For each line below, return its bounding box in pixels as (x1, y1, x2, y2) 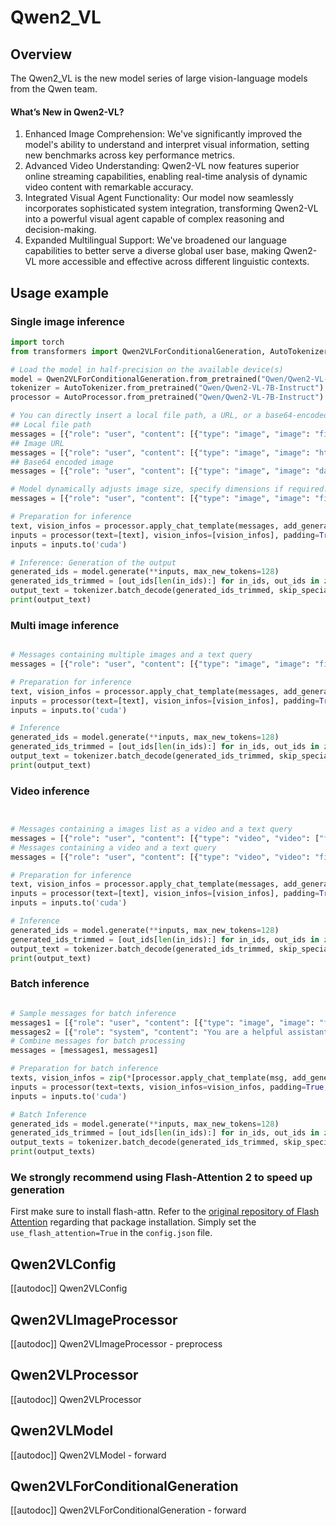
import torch (10, 337, 65, 347)
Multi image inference (10, 618, 120, 632)
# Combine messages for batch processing (10, 1036, 186, 1046)
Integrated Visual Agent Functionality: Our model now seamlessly (24, 192, 294, 204)
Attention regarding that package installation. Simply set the (10, 1216, 257, 1228)
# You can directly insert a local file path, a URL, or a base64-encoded (10, 411, 329, 421)
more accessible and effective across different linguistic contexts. (38, 256, 310, 268)
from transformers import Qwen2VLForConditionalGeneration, (10, 346, 267, 356)
